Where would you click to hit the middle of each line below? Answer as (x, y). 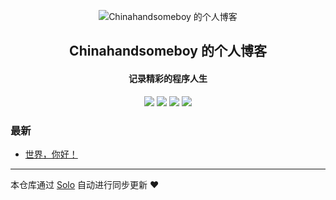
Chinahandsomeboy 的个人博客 (168, 51)
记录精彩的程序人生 (168, 78)
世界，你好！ (51, 154)
